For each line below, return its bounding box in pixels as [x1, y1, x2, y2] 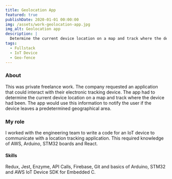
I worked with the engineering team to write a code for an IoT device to [5, 129, 155, 136]
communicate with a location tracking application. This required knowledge [5, 135, 164, 141]
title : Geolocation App [5, 7, 56, 13]
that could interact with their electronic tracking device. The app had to [5, 89, 155, 95]
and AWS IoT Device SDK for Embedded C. [5, 169, 96, 175]
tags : [5, 41, 17, 46]
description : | [5, 31, 38, 36]
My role [5, 118, 25, 125]
